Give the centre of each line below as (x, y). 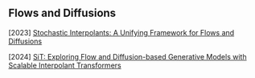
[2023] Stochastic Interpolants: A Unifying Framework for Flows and (121, 32)
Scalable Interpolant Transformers (65, 65)
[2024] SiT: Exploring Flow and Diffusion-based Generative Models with (127, 56)
